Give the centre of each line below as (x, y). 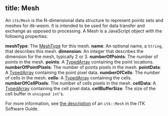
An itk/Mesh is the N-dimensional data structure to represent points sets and (84, 20)
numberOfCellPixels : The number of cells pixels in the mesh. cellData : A (81, 83)
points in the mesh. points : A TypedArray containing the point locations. (79, 61)
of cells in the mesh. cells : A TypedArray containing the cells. (68, 77)
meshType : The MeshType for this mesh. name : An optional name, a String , (84, 46)
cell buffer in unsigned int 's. (35, 93)
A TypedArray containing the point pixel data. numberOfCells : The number (83, 72)
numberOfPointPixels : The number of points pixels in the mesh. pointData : (83, 67)
